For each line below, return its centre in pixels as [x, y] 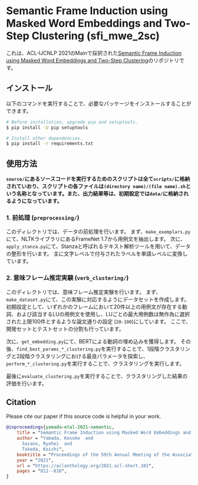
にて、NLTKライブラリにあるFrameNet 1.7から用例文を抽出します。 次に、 [96, 239]
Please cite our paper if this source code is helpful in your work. [84, 417]
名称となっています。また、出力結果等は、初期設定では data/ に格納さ [100, 194]
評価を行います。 [27, 383]
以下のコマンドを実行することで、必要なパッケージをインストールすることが [99, 103]
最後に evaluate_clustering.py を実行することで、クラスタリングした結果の [97, 376]
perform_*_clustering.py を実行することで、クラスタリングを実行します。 [95, 363]
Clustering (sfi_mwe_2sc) [96, 36]
